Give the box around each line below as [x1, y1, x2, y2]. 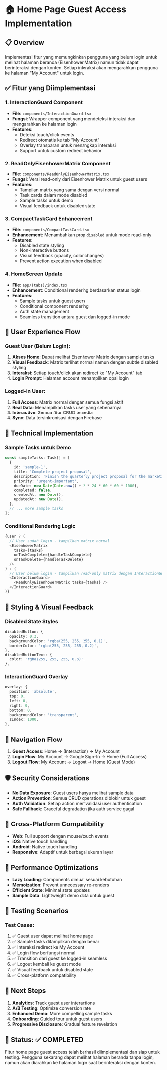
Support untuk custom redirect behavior [19, 147, 102, 153]
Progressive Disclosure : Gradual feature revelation [12, 1021, 118, 1027]
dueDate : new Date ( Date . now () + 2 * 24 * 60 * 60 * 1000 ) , [14, 483, 139, 488]
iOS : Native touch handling [12, 838, 68, 844]
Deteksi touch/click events [19, 131, 75, 137]
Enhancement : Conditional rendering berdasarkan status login [12, 287, 141, 293]
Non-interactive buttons [19, 247, 69, 253]
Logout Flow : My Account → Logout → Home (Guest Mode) [12, 759, 135, 765]
